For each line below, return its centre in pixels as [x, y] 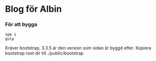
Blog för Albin [34, 9]
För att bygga [21, 25]
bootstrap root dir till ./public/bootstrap [44, 53]
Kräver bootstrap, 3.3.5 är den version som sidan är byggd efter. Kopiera [78, 48]
